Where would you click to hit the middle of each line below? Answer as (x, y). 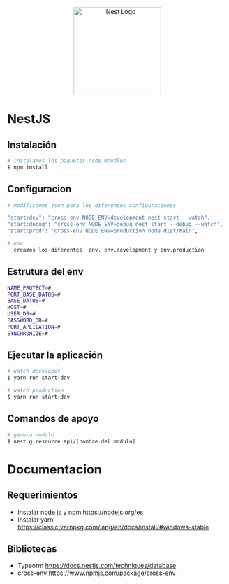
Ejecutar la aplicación (55, 356)
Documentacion (55, 469)
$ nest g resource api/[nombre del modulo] (72, 441)
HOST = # (17, 308)
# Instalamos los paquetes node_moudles (67, 161)
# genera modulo (31, 435)
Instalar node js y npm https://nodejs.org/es (80, 512)
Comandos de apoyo (53, 419)
